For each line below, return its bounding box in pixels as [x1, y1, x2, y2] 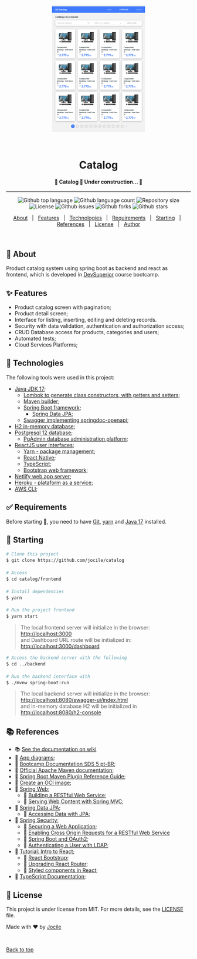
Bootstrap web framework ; [23, 467, 88, 474]
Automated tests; [14, 335, 56, 342]
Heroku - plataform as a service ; [14, 479, 93, 486]
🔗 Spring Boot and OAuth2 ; [23, 835, 89, 843]
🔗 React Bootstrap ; [23, 854, 69, 861]
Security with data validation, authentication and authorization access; [14, 322, 185, 329]
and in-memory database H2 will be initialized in [20, 702, 137, 710]
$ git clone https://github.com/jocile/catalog [6, 558, 125, 564]
